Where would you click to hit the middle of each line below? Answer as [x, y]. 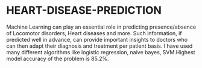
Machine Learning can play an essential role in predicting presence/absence [101, 27]
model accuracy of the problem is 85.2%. [58, 58]
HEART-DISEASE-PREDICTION [84, 10]
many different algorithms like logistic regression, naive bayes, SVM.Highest [101, 52]
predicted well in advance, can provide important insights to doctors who [97, 39]
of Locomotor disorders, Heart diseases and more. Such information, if [94, 33]
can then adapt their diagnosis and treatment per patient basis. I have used [99, 46]
